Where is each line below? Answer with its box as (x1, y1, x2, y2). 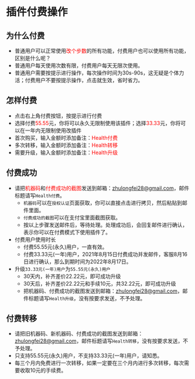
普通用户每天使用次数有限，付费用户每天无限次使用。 (14, 62, 143, 69)
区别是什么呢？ (14, 55, 51, 62)
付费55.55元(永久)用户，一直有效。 (23, 243, 108, 250)
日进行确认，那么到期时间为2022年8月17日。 (23, 258, 132, 265)
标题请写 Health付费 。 (14, 192, 66, 199)
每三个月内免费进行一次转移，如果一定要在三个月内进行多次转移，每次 (14, 360, 184, 367)
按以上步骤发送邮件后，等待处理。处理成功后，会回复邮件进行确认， (23, 221, 188, 228)
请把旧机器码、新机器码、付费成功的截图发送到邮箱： (14, 330, 143, 337)
